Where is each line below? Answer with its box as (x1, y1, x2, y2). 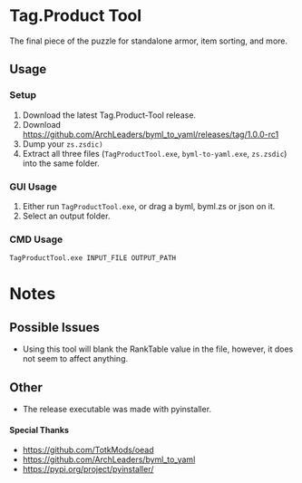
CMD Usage (9, 233, 63, 246)
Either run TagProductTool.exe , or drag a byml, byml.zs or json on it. (22, 200, 276, 211)
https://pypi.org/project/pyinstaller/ (22, 464, 154, 475)
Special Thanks (9, 424, 70, 435)
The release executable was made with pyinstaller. (22, 404, 211, 415)
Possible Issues (9, 319, 100, 335)
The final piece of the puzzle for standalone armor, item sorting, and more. (9, 35, 288, 46)
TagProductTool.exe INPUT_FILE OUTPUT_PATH (9, 254, 177, 263)
